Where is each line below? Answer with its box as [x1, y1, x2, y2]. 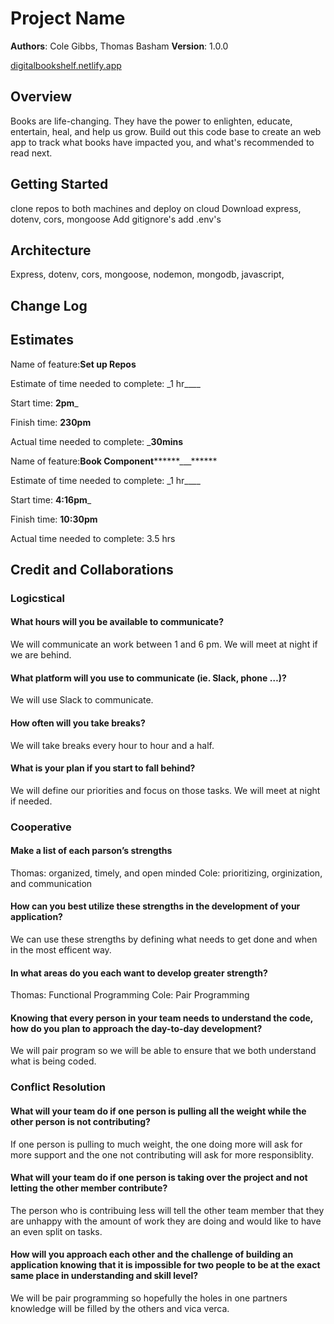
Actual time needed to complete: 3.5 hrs [10, 532, 176, 544]
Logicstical [10, 591, 65, 605]
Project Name [10, 7, 126, 30]
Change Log [10, 297, 88, 314]
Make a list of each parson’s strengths [10, 845, 173, 857]
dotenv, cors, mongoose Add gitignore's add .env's [10, 213, 222, 225]
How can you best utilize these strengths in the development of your [10, 900, 301, 912]
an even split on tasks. [10, 1225, 103, 1237]
